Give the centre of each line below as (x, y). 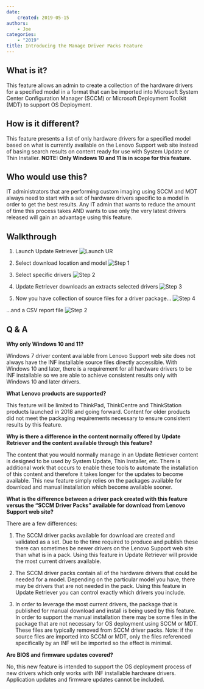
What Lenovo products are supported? (56, 393)
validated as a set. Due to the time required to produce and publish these (107, 542)
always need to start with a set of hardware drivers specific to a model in (98, 198)
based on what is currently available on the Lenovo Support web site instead (102, 145)
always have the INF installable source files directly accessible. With (92, 362)
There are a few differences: (42, 523)
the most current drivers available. (58, 561)
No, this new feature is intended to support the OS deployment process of (99, 666)
